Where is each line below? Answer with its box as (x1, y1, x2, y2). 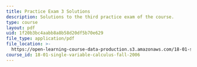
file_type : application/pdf (6, 36, 75, 41)
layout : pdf (6, 24, 35, 31)
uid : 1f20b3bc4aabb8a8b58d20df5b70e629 (6, 30, 104, 36)
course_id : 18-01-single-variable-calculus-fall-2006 (6, 52, 141, 58)
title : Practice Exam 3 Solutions (6, 8, 91, 15)
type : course (6, 19, 38, 25)
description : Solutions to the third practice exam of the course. (6, 14, 175, 20)
